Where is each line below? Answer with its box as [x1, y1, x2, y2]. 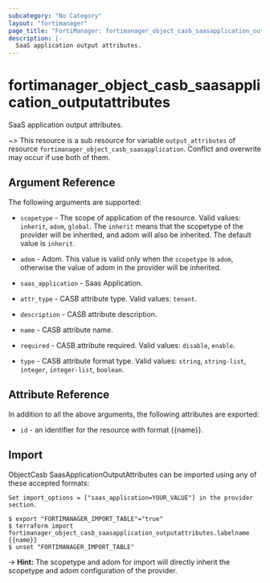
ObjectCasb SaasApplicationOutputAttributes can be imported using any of [8, 470, 257, 479]
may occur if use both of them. [8, 153, 111, 162]
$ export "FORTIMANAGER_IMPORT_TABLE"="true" [8, 515, 163, 523]
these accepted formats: [8, 478, 90, 487]
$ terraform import [8, 522, 74, 530]
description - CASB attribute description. [19, 309, 157, 318]
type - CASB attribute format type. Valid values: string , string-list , [19, 355, 247, 366]
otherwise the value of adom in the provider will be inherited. [19, 262, 222, 272]
